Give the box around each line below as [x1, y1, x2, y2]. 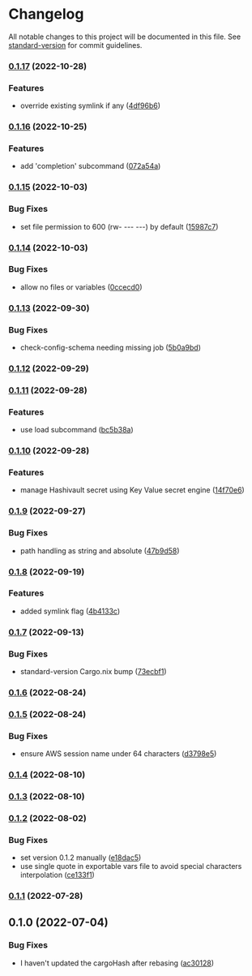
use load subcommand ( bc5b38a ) [19, 425, 134, 435]
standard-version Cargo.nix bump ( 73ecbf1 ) [19, 667, 168, 677]
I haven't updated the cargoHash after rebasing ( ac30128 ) [19, 958, 215, 968]
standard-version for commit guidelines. [8, 40, 143, 49]
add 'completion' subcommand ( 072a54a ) [19, 161, 161, 171]
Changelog [8, 5, 84, 24]
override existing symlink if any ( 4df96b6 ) [19, 101, 160, 110]
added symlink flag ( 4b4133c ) [19, 606, 121, 616]
